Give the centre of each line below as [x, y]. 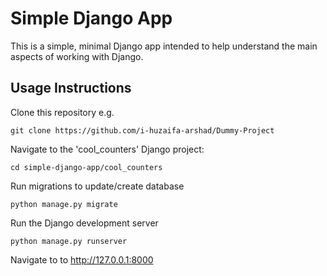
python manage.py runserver [69, 241]
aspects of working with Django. [77, 56]
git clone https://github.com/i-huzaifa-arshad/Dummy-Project [142, 130]
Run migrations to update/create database [97, 186]
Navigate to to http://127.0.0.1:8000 [82, 259]
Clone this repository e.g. [62, 112]
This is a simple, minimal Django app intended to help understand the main [164, 46]
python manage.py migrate [64, 204]
